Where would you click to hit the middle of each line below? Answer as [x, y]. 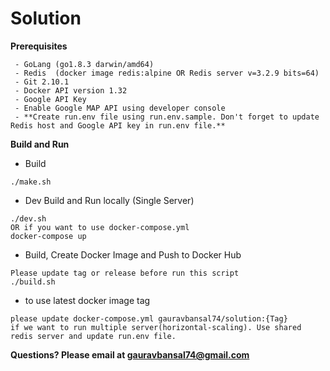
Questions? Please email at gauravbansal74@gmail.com [130, 354]
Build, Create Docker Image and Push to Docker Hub [133, 254]
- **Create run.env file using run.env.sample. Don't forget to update [167, 117]
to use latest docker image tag [87, 300]
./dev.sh [28, 218]
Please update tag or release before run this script [125, 273]
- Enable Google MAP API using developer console [120, 108]
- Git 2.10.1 [42, 82]
